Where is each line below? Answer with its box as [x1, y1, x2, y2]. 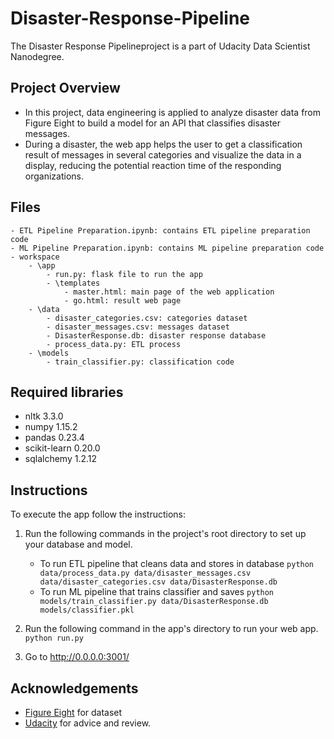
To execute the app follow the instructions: [10, 508, 187, 521]
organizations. [24, 170, 84, 182]
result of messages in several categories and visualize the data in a [24, 148, 302, 161]
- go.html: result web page [63, 295, 182, 306]
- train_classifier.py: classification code [46, 357, 235, 367]
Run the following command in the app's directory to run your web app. [24, 623, 319, 635]
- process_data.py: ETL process [46, 339, 182, 349]
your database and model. [24, 538, 133, 551]
